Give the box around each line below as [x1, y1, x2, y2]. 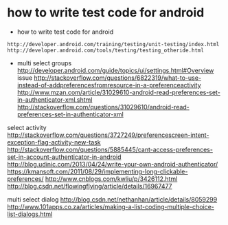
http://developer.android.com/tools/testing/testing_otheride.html [7, 47, 205, 54]
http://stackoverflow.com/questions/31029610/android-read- [16, 103, 190, 111]
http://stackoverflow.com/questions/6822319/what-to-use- [34, 74, 201, 82]
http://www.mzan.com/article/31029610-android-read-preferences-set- [16, 88, 221, 96]
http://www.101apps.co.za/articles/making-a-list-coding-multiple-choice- [7, 202, 215, 211]
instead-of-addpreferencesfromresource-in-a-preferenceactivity [16, 81, 201, 89]
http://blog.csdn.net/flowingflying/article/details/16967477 [7, 182, 173, 190]
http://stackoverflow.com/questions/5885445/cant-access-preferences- [7, 145, 213, 153]
